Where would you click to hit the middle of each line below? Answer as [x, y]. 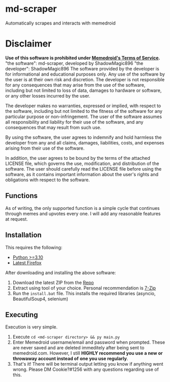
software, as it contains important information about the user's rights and [82, 174]
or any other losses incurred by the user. [48, 96]
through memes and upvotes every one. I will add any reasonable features [83, 213]
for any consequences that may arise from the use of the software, [76, 85]
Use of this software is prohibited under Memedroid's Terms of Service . [83, 58]
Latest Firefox [27, 262]
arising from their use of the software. [45, 148]
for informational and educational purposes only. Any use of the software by [85, 74]
